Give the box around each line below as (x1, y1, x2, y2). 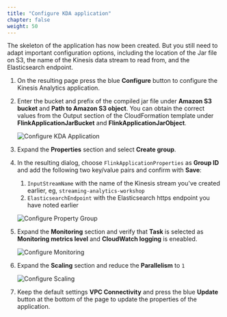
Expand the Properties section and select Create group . (16, 145, 176, 154)
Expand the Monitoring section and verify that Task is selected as (16, 227, 204, 236)
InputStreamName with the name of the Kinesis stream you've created (27, 179, 220, 188)
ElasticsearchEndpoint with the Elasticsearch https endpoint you (27, 194, 211, 202)
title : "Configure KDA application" (7, 10, 111, 17)
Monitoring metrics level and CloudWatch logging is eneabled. (16, 235, 198, 243)
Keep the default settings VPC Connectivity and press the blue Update (16, 288, 219, 296)
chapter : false (7, 16, 51, 23)
